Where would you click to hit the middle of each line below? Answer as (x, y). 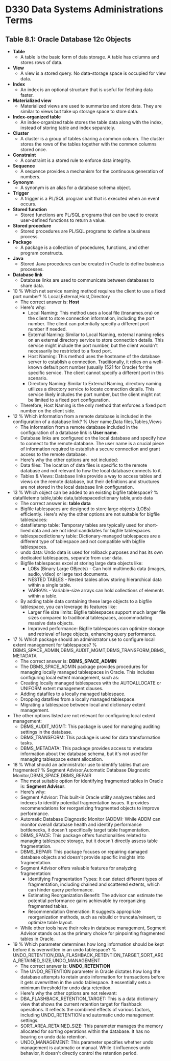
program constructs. (42, 253)
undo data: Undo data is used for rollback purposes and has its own (92, 552)
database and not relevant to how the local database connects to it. (91, 471)
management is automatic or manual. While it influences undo (85, 1048)
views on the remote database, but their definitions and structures (90, 482)
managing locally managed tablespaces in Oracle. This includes (87, 672)
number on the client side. (48, 411)
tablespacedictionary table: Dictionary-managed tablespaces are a (90, 536)
